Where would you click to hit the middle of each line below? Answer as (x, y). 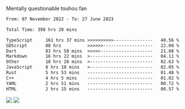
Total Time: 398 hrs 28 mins (42, 29)
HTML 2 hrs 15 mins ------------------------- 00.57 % (93, 89)
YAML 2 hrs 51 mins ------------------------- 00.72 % (93, 83)
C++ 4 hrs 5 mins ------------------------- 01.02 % (93, 78)
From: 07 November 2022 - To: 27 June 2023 (60, 19)
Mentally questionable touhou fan (47, 8)
